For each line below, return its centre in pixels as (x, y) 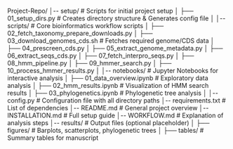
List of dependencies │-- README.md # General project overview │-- (108, 108)
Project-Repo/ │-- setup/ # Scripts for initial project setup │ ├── (101, 11)
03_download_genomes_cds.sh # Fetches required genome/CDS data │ (111, 41)
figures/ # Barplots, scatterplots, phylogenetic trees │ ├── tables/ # (106, 130)
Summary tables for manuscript (53, 138)
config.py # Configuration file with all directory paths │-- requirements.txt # (116, 101)
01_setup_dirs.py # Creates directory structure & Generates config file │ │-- (116, 18)
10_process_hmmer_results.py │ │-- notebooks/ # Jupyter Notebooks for (113, 71)
